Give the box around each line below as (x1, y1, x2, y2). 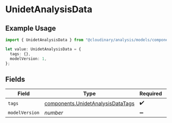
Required (139, 90, 162, 97)
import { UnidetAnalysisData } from (5, 37, 83, 42)
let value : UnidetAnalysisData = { (5, 46, 81, 52)
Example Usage (5, 24, 56, 33)
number (44, 109, 63, 116)
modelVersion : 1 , (10, 56, 47, 61)
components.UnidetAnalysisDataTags (44, 100, 135, 107)
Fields (5, 75, 26, 84)
